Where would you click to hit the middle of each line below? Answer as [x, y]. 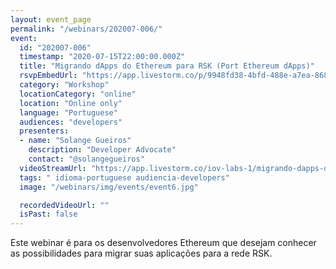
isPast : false [48, 214]
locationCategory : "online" [78, 94]
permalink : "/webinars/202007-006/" [86, 29]
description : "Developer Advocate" [102, 150]
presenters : [44, 131]
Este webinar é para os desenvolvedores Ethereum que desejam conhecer [163, 243]
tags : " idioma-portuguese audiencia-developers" [124, 177]
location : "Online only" [71, 103]
